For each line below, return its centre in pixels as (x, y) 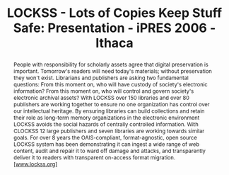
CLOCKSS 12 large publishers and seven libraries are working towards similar (109, 131)
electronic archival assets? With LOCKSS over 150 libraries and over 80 (101, 97)
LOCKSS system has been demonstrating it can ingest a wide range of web (106, 144)
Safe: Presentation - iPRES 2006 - (114, 28)
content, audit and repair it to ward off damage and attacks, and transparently (110, 151)
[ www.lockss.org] (35, 164)
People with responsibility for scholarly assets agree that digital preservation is (111, 64)
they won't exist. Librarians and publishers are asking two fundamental (101, 78)
